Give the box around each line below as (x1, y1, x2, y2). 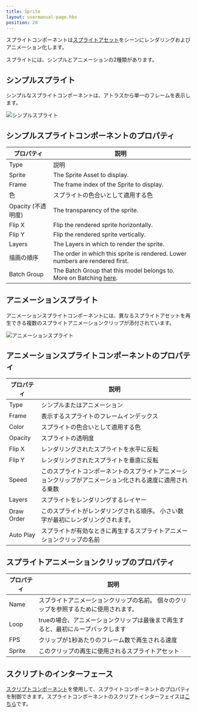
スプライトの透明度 (40, 434, 94, 442)
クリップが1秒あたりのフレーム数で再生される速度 (38, 636, 178, 644)
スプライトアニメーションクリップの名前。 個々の (38, 597, 175, 605)
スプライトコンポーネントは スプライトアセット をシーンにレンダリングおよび (6, 36, 191, 44)
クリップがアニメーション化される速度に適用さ (52, 476, 182, 484)
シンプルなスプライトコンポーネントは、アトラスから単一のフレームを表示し (6, 92, 191, 99)
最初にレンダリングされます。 (52, 515, 135, 524)
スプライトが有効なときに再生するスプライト (40, 527, 165, 535)
